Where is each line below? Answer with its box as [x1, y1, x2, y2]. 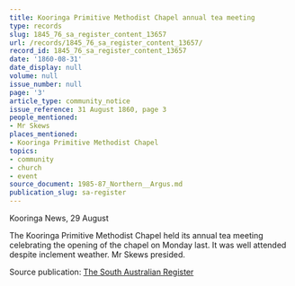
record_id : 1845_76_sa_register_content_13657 [9, 47, 187, 56]
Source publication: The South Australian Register [9, 266, 194, 277]
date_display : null [9, 64, 83, 73]
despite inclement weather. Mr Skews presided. [9, 249, 186, 260]
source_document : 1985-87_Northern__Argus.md [9, 180, 183, 189]
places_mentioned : [9, 130, 78, 139]
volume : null [9, 72, 58, 81]
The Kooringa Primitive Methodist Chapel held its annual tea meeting [9, 230, 264, 240]
